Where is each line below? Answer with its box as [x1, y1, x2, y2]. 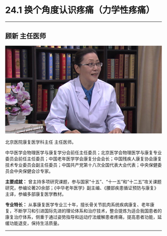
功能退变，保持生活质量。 [9, 220, 62, 226]
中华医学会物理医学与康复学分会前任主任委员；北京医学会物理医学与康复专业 [5, 150, 162, 156]
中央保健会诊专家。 [13, 168, 53, 174]
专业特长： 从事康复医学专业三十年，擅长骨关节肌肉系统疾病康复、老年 [5, 202, 150, 208]
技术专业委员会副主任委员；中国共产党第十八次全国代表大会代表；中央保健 [5, 162, 158, 168]
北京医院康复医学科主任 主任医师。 [5, 139, 76, 145]
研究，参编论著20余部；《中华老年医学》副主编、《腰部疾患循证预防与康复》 [5, 185, 159, 191]
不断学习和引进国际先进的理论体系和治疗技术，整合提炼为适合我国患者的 [13, 208, 162, 214]
